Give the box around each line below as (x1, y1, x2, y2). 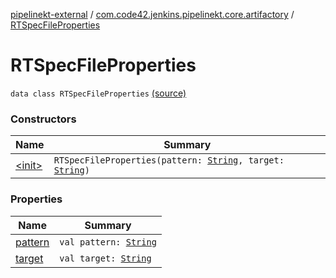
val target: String (59, 252, 152, 264)
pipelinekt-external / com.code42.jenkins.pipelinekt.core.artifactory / (10, 9, 295, 20)
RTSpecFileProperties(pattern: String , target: (53, 155, 285, 166)
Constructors (10, 112, 77, 126)
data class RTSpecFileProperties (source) (10, 87, 187, 99)
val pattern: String (59, 236, 157, 248)
